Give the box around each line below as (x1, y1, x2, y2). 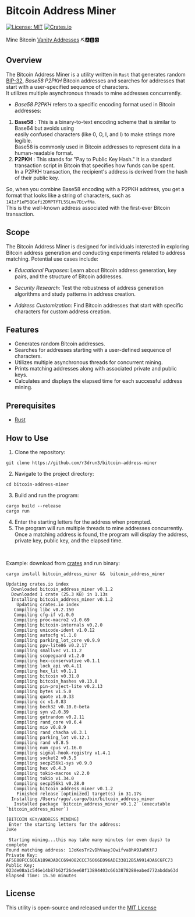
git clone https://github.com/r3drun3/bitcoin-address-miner (6, 460, 158, 466)
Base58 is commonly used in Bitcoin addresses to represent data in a (14, 143, 180, 150)
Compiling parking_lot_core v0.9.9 (13, 638, 100, 643)
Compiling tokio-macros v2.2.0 (13, 770, 90, 776)
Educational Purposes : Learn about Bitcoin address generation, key (14, 267, 177, 274)
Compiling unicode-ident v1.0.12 (13, 627, 95, 633)
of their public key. (14, 174, 59, 181)
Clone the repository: (14, 449, 66, 455)
